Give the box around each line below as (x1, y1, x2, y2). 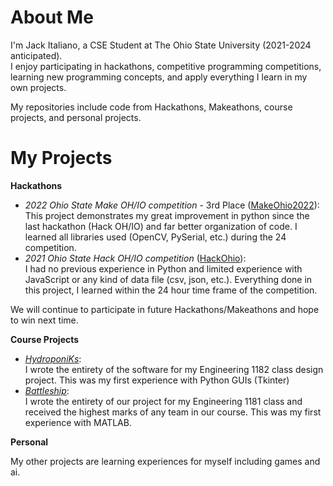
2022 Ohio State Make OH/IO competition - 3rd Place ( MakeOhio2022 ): (24, 199, 320, 211)
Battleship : (24, 384, 70, 396)
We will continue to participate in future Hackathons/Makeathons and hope (10, 303, 320, 315)
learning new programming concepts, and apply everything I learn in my (10, 71, 308, 83)
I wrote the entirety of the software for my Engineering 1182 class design (24, 363, 324, 375)
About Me (10, 6, 94, 29)
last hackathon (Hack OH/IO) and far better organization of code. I (24, 220, 298, 232)
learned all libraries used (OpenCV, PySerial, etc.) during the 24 (24, 231, 287, 243)
